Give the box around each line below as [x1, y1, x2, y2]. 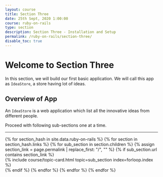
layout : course [5, 7, 36, 12]
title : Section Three [5, 12, 49, 16]
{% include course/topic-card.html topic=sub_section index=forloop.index [5, 157, 154, 162]
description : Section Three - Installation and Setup [5, 30, 116, 34]
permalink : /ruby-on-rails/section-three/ [5, 34, 92, 39]
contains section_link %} [5, 151, 54, 158]
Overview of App [5, 95, 57, 103]
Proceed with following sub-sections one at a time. [5, 122, 107, 128]
